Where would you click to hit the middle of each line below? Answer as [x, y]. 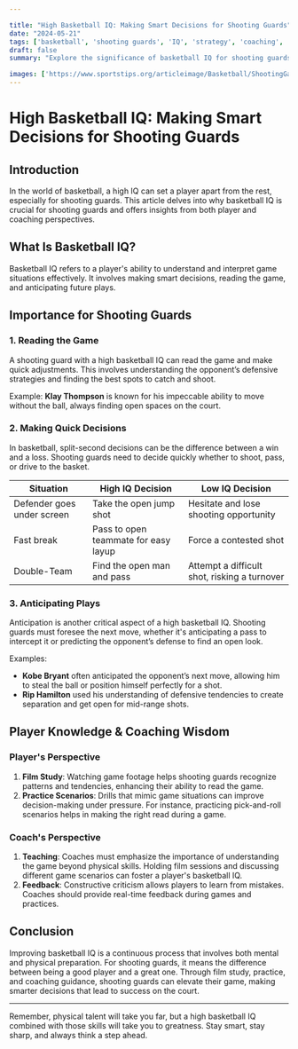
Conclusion [42, 931]
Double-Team [43, 571]
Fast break [35, 540]
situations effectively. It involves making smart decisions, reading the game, [148, 278]
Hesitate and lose [224, 503]
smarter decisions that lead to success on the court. [104, 990]
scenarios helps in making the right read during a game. [124, 814]
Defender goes [45, 503]
